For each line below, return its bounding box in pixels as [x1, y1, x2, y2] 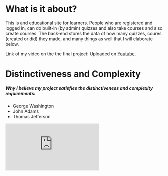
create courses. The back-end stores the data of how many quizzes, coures [5, 30, 162, 36]
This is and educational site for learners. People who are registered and [5, 20, 153, 26]
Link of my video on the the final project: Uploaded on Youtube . [5, 51, 136, 57]
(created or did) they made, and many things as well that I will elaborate [5, 36, 153, 42]
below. [5, 41, 19, 47]
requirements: [5, 90, 36, 96]
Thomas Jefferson [12, 114, 51, 120]
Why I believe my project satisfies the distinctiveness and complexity [5, 85, 153, 91]
